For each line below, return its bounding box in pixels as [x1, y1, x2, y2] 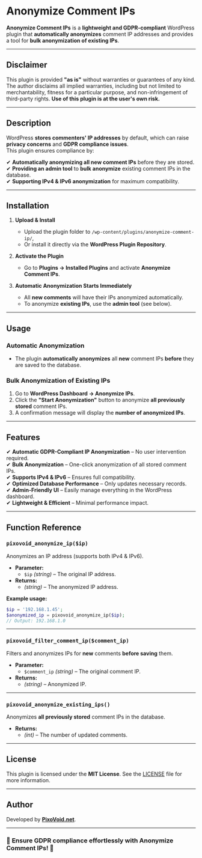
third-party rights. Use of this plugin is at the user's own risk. [6, 95, 161, 102]
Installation [6, 200, 49, 211]
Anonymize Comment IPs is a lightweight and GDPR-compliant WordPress [6, 24, 195, 31]
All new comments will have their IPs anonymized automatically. [23, 294, 183, 301]
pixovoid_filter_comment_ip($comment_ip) [6, 637, 129, 644]
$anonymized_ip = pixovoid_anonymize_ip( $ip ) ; [6, 612, 125, 618]
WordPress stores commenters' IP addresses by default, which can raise [6, 134, 189, 141]
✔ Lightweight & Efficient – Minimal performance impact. [6, 499, 149, 507]
